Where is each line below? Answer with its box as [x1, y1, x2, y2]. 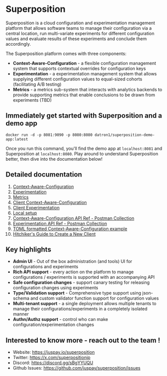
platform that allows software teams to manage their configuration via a [5, 25, 152, 31]
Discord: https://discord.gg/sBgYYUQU [12, 360, 93, 366]
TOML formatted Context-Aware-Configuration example [12, 226, 127, 232]
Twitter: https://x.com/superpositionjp [12, 355, 91, 361]
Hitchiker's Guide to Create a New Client [12, 231, 96, 237]
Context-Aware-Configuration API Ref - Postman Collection [12, 215, 135, 221]
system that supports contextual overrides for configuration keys [12, 65, 146, 71]
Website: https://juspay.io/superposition [12, 349, 95, 355]
